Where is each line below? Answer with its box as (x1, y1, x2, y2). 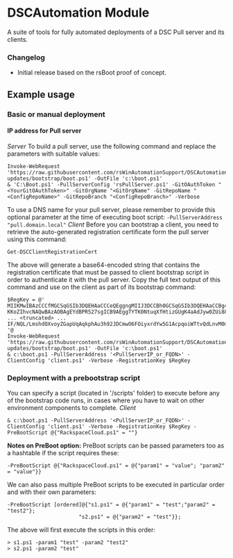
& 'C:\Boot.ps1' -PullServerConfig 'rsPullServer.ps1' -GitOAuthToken (7, 181, 216, 188)
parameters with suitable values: (7, 149, 101, 158)
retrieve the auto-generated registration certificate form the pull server (7, 227, 209, 236)
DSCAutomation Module (7, 5, 150, 21)
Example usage (7, 88, 75, 100)
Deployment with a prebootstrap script (7, 373, 141, 383)
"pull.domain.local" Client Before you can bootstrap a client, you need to (7, 220, 219, 229)
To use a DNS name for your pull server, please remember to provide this (7, 205, 216, 213)
